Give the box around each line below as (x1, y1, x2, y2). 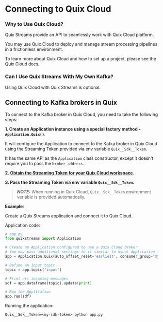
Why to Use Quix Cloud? (5, 21, 64, 28)
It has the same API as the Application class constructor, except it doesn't (5, 155, 154, 161)
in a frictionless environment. (5, 46, 63, 52)
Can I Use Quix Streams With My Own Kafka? (5, 73, 114, 80)
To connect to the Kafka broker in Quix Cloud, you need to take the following (5, 111, 158, 117)
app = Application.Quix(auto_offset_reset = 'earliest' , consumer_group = (5, 254, 153, 259)
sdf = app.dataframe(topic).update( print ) (5, 281, 92, 285)
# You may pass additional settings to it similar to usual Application (5, 249, 155, 254)
